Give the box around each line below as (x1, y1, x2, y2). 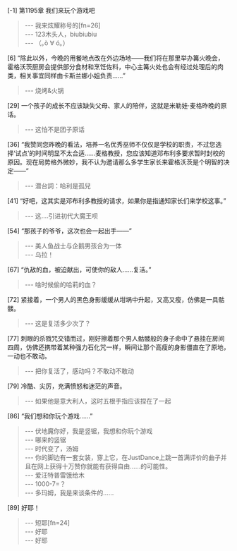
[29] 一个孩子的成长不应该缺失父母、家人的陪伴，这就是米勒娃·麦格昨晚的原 (7, 102, 227, 109)
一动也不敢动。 (7, 352, 51, 360)
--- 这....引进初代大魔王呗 (24, 212, 99, 220)
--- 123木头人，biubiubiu (24, 30, 97, 38)
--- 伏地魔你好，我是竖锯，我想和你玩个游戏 (24, 427, 153, 435)
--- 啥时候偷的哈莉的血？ (24, 281, 97, 289)
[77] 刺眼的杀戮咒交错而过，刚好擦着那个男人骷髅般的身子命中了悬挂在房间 (7, 334, 225, 342)
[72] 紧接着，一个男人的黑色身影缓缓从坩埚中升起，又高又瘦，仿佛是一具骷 (7, 296, 225, 303)
